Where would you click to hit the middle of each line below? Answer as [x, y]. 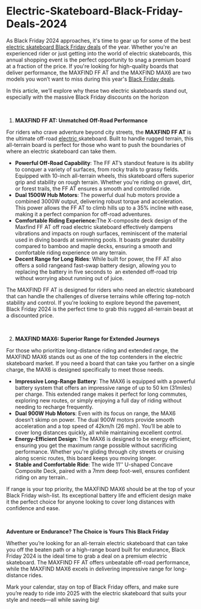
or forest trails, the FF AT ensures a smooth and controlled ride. [93, 189]
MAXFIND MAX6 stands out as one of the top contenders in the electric [94, 357]
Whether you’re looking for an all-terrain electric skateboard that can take [97, 543]
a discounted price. [30, 315]
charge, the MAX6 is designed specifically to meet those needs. [85, 369]
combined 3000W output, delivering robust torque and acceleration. [99, 201]
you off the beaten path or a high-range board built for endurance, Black [96, 549]
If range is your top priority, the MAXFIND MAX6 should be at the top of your [101, 489]
